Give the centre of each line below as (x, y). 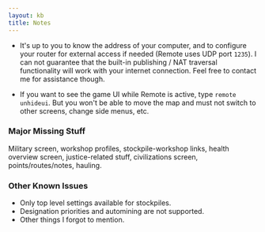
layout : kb (26, 15)
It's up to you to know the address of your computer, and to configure (133, 45)
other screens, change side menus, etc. (84, 110)
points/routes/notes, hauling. (55, 165)
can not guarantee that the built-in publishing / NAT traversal (118, 62)
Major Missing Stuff (47, 131)
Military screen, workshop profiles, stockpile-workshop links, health (119, 148)
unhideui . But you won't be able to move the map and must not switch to (138, 103)
